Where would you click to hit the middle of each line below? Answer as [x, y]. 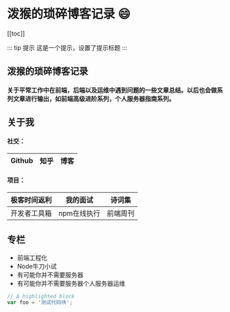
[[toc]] [16, 33]
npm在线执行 [79, 213]
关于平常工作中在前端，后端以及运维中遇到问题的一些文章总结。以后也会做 [112, 90]
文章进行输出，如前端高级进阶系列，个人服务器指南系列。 [94, 98]
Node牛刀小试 [37, 266]
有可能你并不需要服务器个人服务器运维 [71, 283]
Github [22, 160]
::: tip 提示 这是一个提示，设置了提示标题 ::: [67, 47]
